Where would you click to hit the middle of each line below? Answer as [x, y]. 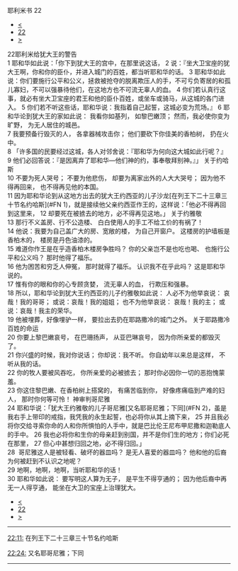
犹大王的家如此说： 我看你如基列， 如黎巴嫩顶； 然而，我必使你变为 [131, 116]
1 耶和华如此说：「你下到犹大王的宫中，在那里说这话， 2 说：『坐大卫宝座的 [116, 63]
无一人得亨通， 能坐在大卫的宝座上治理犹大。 [73, 488]
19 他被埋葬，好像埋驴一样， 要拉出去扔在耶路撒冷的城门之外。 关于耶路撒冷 [119, 319]
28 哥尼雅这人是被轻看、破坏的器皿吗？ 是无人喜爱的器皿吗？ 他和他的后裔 [117, 452]
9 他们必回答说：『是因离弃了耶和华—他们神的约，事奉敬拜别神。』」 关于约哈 [118, 160]
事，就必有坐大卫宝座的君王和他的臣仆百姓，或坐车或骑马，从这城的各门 [113, 98]
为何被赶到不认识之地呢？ [45, 461]
